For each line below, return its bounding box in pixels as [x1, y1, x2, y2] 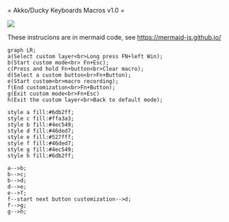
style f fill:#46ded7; [7, 140, 74, 147]
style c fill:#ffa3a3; [7, 115, 74, 122]
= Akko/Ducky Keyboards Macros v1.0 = [7, 6, 125, 14]
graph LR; [7, 47, 37, 54]
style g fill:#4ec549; [7, 146, 74, 153]
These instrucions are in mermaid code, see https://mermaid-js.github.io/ [7, 33, 222, 41]
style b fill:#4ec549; [7, 121, 74, 128]
